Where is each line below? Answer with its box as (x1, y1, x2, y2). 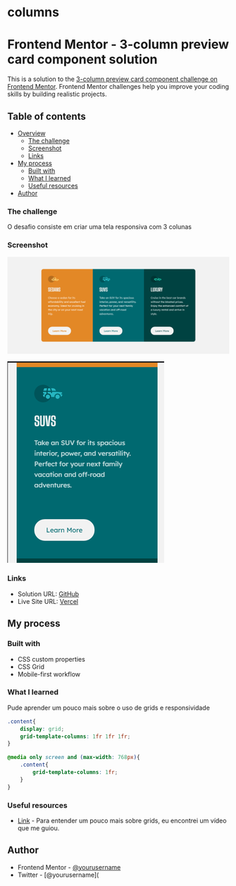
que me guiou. (17, 823, 60, 832)
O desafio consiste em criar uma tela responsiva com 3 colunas (7, 223, 192, 231)
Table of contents (7, 110, 86, 122)
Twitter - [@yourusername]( (17, 870, 99, 879)
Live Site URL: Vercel (17, 597, 79, 605)
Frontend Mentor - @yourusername (17, 863, 121, 871)
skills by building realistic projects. (7, 90, 107, 99)
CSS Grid (17, 662, 44, 671)
